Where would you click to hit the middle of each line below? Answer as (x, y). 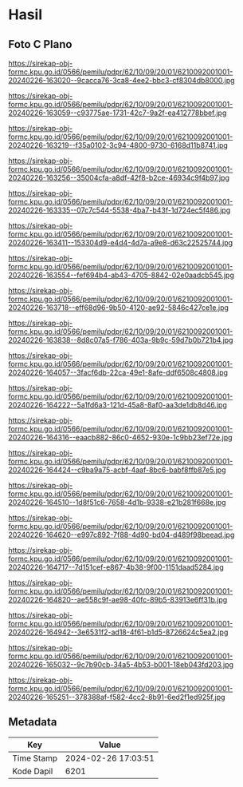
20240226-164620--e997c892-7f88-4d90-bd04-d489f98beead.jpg (121, 535)
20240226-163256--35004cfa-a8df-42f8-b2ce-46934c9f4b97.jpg (119, 178)
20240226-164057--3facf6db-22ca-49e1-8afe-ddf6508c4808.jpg (118, 372)
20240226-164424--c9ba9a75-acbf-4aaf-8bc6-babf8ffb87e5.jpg (117, 470)
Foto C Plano (40, 44)
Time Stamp (35, 758)
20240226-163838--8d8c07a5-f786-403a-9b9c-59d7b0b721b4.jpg (121, 340)
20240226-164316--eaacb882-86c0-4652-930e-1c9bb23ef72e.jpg (120, 437)
